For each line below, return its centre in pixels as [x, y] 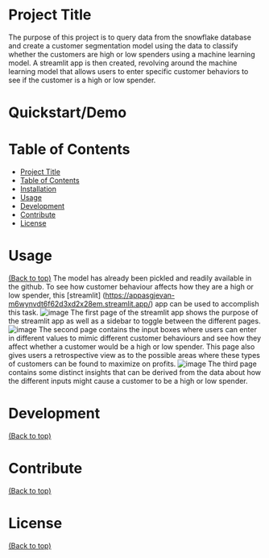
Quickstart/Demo [68, 112]
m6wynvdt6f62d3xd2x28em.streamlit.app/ [80, 304]
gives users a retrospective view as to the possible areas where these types [134, 355]
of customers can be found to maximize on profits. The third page [133, 364]
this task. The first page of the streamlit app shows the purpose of [133, 312]
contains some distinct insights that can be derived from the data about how [135, 372]
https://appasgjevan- [140, 295]
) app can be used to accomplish [205, 304]
